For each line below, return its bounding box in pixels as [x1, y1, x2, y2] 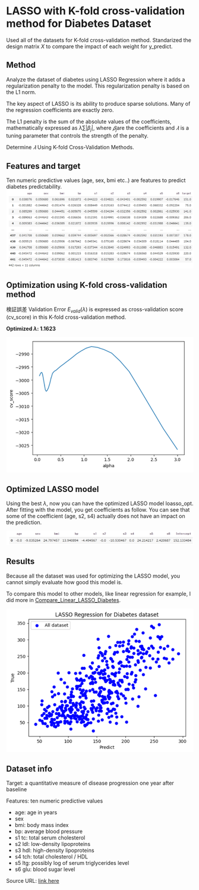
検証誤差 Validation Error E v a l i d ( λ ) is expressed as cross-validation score [6, 306, 184, 315]
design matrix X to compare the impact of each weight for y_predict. [6, 43, 173, 50]
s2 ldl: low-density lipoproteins [14, 841, 91, 848]
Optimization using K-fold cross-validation [6, 280, 168, 290]
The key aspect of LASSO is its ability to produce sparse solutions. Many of [6, 100, 191, 107]
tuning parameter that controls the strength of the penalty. [6, 132, 149, 139]
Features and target [6, 161, 81, 171]
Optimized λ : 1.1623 [6, 325, 56, 333]
